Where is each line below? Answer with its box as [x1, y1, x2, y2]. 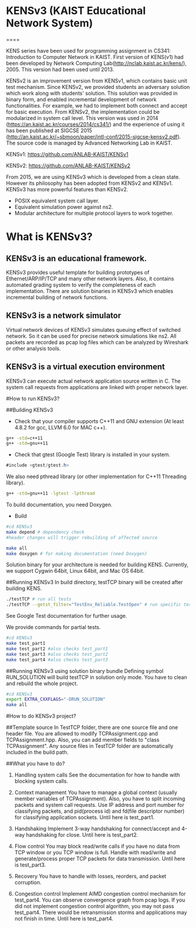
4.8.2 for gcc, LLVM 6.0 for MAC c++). [14, 424, 107, 431]
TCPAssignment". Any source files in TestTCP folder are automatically [6, 743, 174, 750]
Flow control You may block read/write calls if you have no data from [14, 843, 180, 850]
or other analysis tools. [6, 345, 61, 352]
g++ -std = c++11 [6, 435, 43, 441]
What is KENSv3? [6, 230, 93, 243]
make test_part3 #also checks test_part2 [6, 651, 108, 657]
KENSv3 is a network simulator [6, 311, 121, 321]
